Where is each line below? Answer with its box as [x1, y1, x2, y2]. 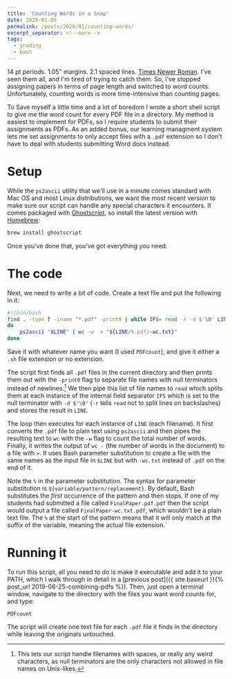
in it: [7, 296, 19, 304]
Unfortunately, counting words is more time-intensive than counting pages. [7, 89, 221, 97]
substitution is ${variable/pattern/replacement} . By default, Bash [7, 484, 195, 492]
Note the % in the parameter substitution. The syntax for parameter [7, 477, 196, 485]
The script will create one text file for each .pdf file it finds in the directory [7, 622, 218, 631]
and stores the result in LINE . [7, 406, 88, 414]
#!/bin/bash [7, 309, 41, 316]
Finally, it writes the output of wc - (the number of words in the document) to [7, 441, 225, 449]
